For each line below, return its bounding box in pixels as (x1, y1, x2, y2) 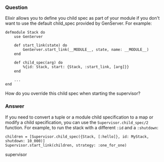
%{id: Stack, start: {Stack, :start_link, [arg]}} (23, 65, 129, 70)
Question (5, 4, 28, 11)
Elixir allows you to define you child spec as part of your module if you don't (5, 15, 160, 21)
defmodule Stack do (5, 30, 45, 35)
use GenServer (14, 34, 43, 40)
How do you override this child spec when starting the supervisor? (5, 90, 141, 96)
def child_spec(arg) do (14, 60, 63, 65)
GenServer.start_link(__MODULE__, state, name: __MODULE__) (23, 47, 149, 52)
